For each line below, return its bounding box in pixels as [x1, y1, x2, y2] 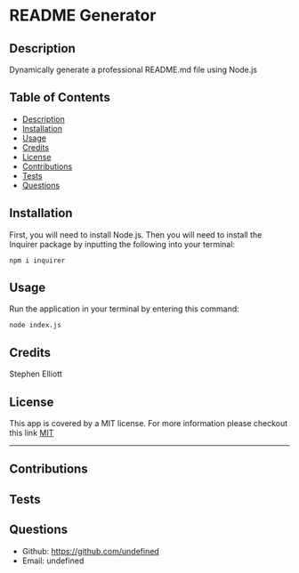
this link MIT [9, 428, 54, 439]
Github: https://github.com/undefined [21, 545, 160, 556]
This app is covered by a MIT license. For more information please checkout [9, 418, 288, 429]
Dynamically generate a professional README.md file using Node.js [9, 64, 258, 75]
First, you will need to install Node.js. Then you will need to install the [9, 229, 263, 240]
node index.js [9, 321, 62, 330]
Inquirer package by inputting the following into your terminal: [9, 238, 236, 249]
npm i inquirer [9, 255, 66, 265]
